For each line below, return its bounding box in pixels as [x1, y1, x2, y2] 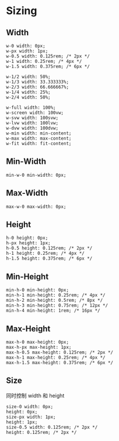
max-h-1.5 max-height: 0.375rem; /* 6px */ [6, 360, 114, 366]
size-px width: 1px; [6, 414, 57, 420]
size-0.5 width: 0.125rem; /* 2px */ [6, 424, 98, 430]
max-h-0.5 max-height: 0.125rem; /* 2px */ [6, 349, 114, 356]
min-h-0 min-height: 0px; [6, 287, 69, 293]
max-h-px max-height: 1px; [6, 345, 72, 351]
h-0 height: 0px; [6, 235, 48, 241]
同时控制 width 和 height [6, 392, 65, 399]
